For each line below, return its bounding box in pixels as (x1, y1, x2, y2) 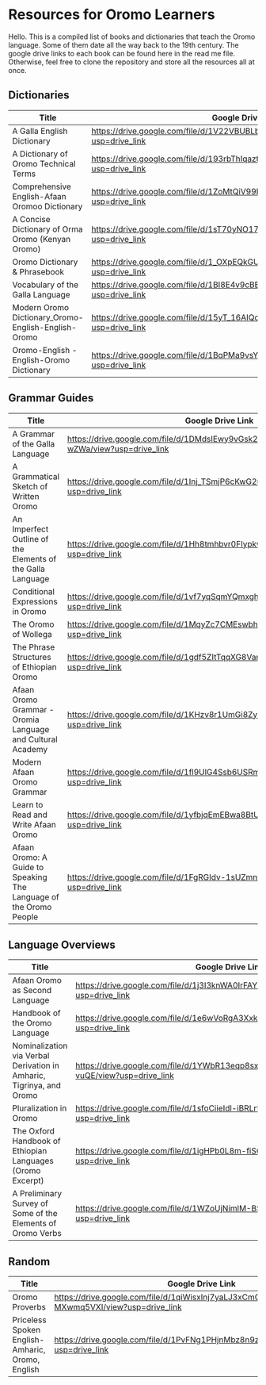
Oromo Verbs (12, 1228, 62, 1239)
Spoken (12, 1325, 41, 1336)
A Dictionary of (12, 148, 69, 159)
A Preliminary (12, 1188, 62, 1199)
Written (12, 490, 40, 501)
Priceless (12, 1314, 47, 1326)
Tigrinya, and (12, 1080, 62, 1092)
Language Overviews (8, 938, 116, 951)
